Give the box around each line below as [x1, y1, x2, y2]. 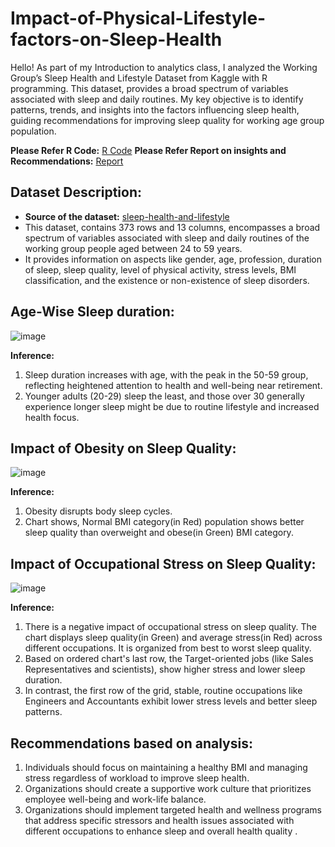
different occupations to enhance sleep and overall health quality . [24, 825, 298, 837]
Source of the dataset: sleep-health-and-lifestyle [24, 210, 230, 222]
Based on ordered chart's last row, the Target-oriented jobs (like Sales [24, 653, 314, 665]
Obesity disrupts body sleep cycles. [24, 505, 173, 517]
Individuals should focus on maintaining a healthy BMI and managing [24, 762, 308, 773]
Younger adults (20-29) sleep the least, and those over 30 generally [24, 390, 305, 402]
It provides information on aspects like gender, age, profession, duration [24, 253, 323, 265]
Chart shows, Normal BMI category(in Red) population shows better [24, 516, 305, 528]
